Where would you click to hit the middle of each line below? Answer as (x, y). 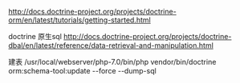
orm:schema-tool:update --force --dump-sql (82, 71)
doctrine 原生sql (35, 36)
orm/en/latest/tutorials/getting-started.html (79, 20)
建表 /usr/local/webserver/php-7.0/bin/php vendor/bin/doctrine (112, 62)
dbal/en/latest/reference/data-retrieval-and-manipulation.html (111, 45)
